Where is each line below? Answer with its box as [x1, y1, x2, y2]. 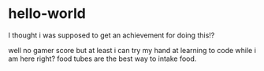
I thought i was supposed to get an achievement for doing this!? [8, 30, 215, 40]
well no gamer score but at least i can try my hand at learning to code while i [8, 45, 256, 55]
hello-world [8, 5, 87, 23]
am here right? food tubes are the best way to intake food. [8, 54, 197, 63]
